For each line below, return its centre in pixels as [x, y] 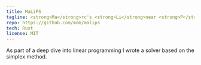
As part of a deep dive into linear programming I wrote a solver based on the [100, 50]
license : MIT [22, 34]
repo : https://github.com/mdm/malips [53, 22]
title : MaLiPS [24, 12]
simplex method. [27, 57]
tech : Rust [20, 28]
